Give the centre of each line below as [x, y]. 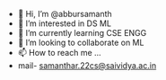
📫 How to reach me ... [59, 53]
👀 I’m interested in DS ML [65, 23]
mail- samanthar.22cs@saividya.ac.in [87, 66]
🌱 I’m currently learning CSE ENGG [82, 33]
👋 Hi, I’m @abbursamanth [65, 14]
